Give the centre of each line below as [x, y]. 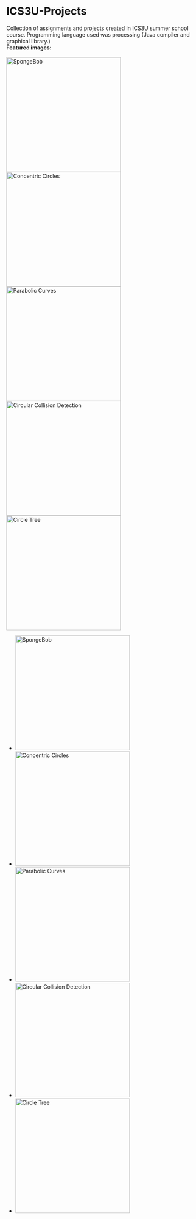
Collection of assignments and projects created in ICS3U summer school [97, 28]
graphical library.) [28, 41]
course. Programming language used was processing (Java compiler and [98, 34]
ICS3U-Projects [47, 11]
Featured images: [29, 48]
